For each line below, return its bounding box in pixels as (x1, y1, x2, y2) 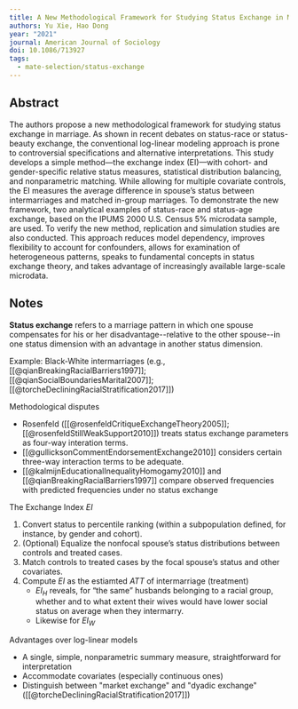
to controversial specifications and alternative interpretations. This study (9, 147, 275, 158)
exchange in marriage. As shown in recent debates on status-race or (9, 128, 261, 139)
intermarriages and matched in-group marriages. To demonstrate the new (9, 195, 279, 205)
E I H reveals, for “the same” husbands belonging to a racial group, (35, 585, 274, 598)
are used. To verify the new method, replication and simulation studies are (9, 223, 280, 234)
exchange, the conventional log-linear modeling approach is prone (36, 138, 280, 148)
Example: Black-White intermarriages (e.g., (9, 355, 166, 366)
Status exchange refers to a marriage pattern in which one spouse (9, 319, 254, 330)
